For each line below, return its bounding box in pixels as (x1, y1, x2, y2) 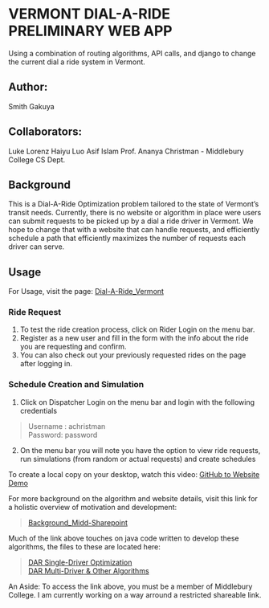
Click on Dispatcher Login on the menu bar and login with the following (19, 397, 255, 406)
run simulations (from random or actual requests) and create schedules (19, 454, 256, 463)
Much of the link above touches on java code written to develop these (8, 533, 239, 543)
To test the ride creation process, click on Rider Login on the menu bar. (19, 324, 255, 334)
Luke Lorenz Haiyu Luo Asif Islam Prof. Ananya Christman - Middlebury (8, 146, 244, 156)
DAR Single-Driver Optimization (27, 557, 132, 567)
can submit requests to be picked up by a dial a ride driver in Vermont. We (8, 216, 254, 226)
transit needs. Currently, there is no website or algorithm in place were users (8, 208, 262, 218)
